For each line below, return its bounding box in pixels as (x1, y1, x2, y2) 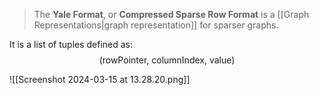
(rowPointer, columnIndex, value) (98, 54, 236, 66)
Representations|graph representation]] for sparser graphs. (33, 19, 279, 31)
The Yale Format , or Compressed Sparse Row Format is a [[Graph (33, 9, 310, 20)
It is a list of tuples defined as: (9, 39, 134, 50)
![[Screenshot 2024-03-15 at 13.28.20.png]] (9, 74, 191, 85)
